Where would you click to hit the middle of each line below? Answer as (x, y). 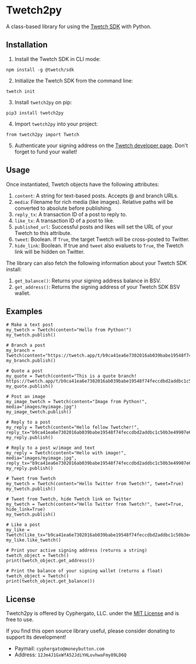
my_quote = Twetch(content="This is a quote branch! (71, 376)
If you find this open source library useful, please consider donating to (90, 631)
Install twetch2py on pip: (43, 102)
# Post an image (26, 397)
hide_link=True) (26, 510)
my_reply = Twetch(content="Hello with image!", (66, 453)
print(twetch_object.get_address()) (50, 561)
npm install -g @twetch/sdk (40, 70)
